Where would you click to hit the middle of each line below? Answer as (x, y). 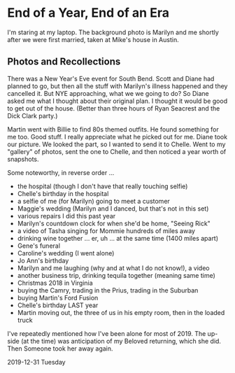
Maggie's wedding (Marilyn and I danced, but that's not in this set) (113, 209)
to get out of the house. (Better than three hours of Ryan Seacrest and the (114, 108)
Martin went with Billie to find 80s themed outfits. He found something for (113, 129)
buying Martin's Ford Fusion (58, 297)
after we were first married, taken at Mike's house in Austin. (93, 39)
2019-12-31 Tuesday (36, 362)
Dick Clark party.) (33, 115)
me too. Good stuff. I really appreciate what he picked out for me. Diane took (117, 136)
